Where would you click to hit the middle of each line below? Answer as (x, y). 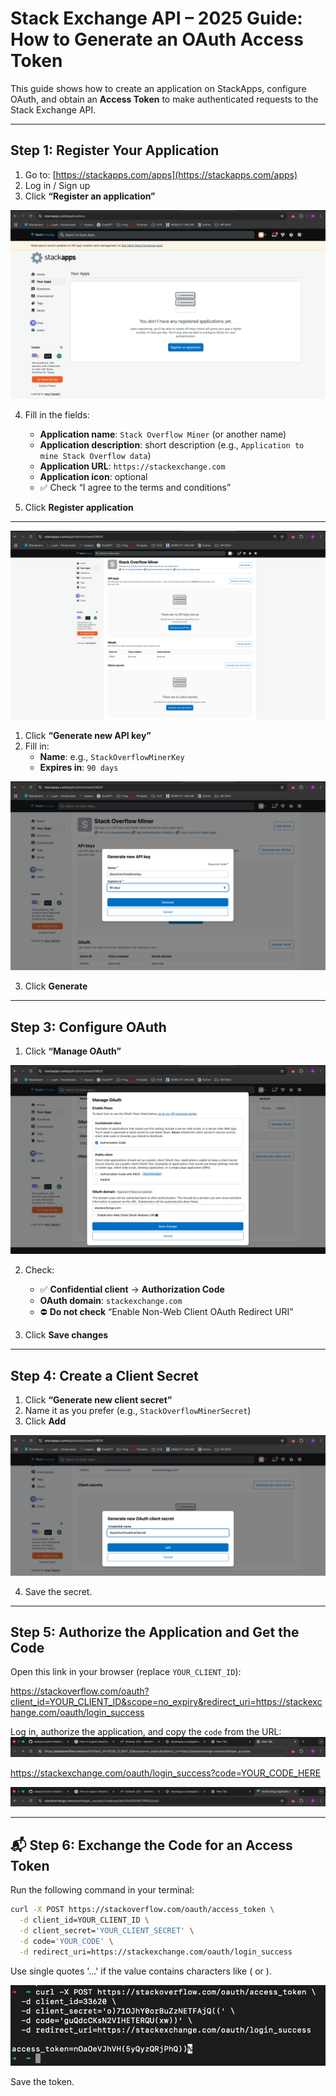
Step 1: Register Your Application (115, 150)
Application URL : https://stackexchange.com (132, 466)
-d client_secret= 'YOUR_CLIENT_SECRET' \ (107, 1931)
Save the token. (42, 2081)
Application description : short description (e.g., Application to (172, 444)
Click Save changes (66, 1335)
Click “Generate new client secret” (98, 1400)
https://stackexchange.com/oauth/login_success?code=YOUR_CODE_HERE (166, 1773)
